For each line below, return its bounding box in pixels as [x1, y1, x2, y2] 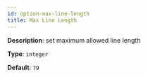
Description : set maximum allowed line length [7, 36, 141, 44]
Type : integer [7, 50, 49, 58]
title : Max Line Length [7, 17, 78, 24]
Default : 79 [7, 63, 40, 71]
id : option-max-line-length [7, 10, 90, 17]
